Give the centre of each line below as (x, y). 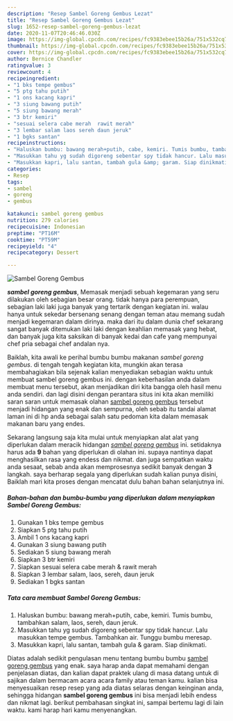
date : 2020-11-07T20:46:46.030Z (54, 33)
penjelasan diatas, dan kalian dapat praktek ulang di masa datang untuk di (113, 673)
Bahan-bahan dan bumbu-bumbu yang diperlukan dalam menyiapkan (111, 498)
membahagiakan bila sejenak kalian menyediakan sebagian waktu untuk (110, 372)
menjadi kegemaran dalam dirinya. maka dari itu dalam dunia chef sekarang (115, 322)
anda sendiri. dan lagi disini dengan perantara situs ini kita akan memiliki (110, 395)
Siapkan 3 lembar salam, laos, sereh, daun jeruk (86, 574)
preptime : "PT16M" (34, 233)
